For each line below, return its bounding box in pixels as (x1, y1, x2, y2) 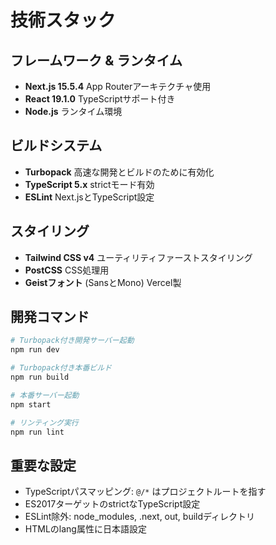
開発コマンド (10, 309, 90, 326)
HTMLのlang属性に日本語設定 (24, 523, 147, 535)
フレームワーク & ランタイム (10, 52, 183, 69)
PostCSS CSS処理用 (24, 264, 110, 276)
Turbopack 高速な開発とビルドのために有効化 (24, 166, 215, 178)
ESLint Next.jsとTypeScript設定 (24, 191, 155, 203)
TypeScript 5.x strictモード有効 (24, 178, 155, 190)
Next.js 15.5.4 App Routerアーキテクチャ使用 (24, 81, 212, 92)
